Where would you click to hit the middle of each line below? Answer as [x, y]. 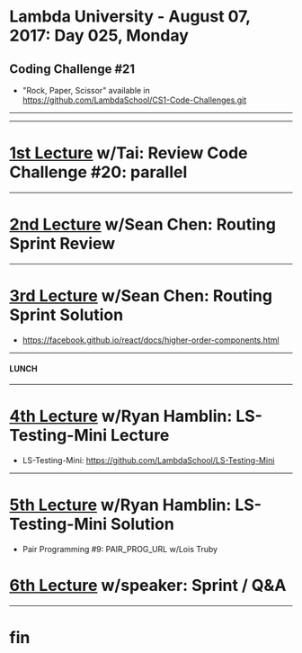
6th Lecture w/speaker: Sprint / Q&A [148, 586]
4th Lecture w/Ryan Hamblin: [121, 416]
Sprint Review [62, 244]
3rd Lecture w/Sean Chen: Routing [141, 296]
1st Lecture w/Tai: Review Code [129, 153]
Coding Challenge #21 [72, 69]
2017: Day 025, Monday [99, 36]
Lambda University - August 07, [130, 17]
